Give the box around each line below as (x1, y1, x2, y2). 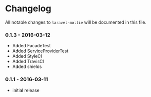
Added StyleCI (12, 53, 42, 59)
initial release (12, 87, 40, 93)
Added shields (12, 64, 42, 69)
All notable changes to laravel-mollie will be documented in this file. (5, 19, 147, 25)
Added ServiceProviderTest (12, 48, 68, 54)
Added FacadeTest (12, 43, 51, 49)
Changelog (5, 3, 51, 14)
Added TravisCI (12, 59, 45, 65)
